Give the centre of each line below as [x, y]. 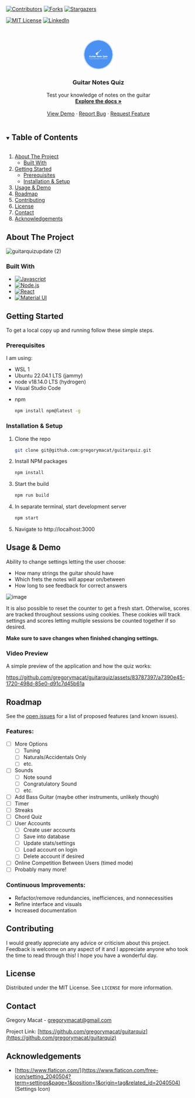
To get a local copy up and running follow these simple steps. [80, 330]
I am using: [19, 358]
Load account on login [50, 850]
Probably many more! [40, 870]
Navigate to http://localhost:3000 [55, 529]
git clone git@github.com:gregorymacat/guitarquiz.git [83, 450]
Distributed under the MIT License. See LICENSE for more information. [89, 988]
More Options [31, 744]
